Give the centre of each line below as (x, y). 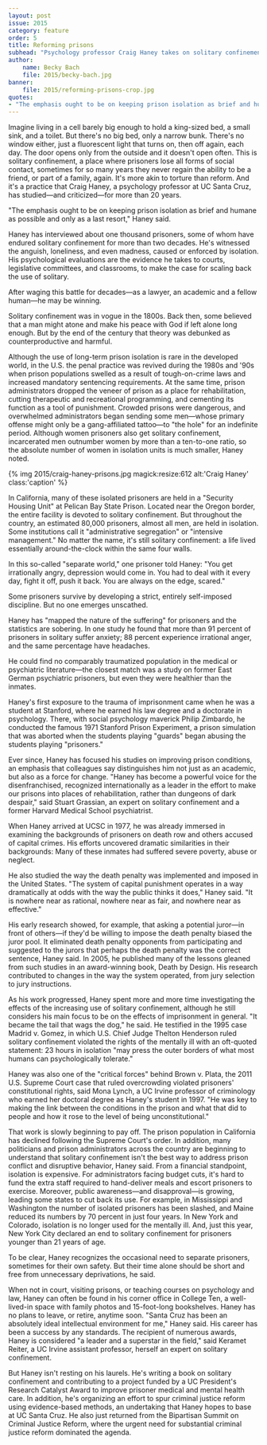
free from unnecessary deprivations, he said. (82, 1274)
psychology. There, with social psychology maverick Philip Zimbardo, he (127, 719)
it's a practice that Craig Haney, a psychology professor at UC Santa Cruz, (130, 187)
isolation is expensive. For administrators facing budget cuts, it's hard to (126, 1174)
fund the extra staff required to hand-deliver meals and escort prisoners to (130, 1183)
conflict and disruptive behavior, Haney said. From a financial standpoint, (128, 1166)
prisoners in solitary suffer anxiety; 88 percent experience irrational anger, (130, 638)
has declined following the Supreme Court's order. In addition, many (120, 1141)
